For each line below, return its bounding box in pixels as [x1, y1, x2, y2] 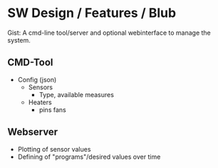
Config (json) [17, 75, 57, 84]
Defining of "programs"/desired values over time [17, 152, 161, 161]
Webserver [7, 126, 58, 138]
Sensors [28, 83, 53, 91]
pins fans [38, 105, 66, 114]
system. [7, 35, 31, 44]
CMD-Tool [7, 57, 53, 69]
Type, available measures [38, 90, 114, 99]
